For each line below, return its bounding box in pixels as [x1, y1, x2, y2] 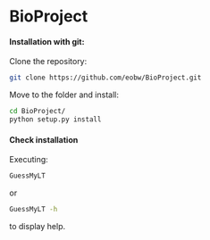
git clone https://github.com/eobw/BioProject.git [9, 73, 202, 82]
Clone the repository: [9, 56, 88, 67]
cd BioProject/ [9, 107, 66, 116]
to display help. [9, 220, 65, 231]
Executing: [9, 154, 49, 165]
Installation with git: [9, 36, 85, 46]
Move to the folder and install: [9, 89, 119, 100]
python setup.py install [9, 115, 102, 124]
